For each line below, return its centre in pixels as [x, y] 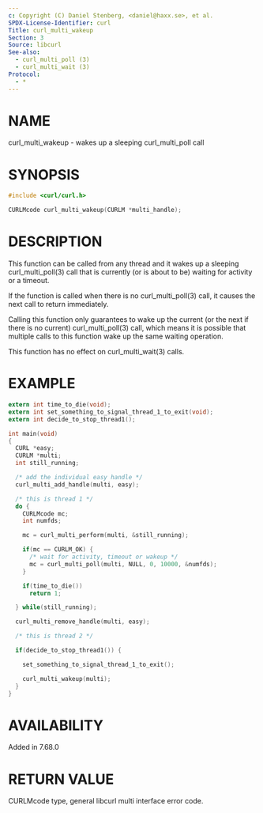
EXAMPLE [42, 384]
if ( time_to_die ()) [53, 586]
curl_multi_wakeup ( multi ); [67, 679]
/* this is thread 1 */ [54, 499]
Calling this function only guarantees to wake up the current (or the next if [128, 320]
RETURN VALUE [61, 779]
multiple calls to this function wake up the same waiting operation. [116, 336]
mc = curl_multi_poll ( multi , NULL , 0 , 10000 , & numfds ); [123, 564]
